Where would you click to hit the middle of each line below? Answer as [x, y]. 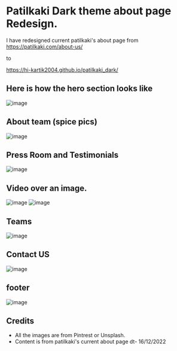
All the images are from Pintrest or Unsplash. [70, 335]
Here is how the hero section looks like [80, 89]
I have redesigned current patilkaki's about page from [72, 40]
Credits [20, 321]
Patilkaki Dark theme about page [89, 11]
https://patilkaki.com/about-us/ [45, 47]
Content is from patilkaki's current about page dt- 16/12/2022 [90, 341]
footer [18, 288]
